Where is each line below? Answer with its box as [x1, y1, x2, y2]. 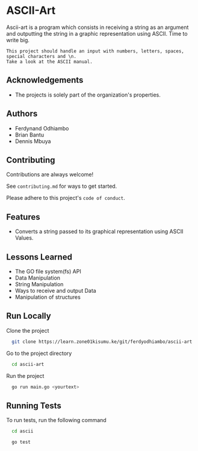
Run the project [6, 372, 45, 379]
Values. [14, 234, 34, 241]
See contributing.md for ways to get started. [6, 182, 117, 190]
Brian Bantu [14, 131, 44, 138]
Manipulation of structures [14, 293, 81, 301]
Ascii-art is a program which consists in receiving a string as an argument [6, 24, 189, 31]
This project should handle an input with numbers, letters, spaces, [6, 48, 185, 54]
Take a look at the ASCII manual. [6, 59, 93, 65]
